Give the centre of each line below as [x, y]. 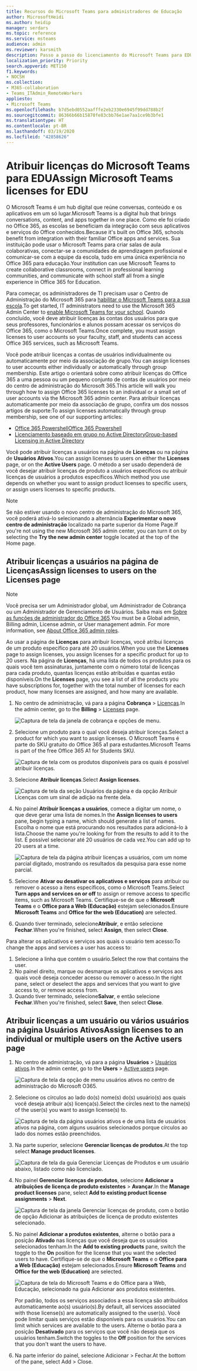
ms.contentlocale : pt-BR [36, 126]
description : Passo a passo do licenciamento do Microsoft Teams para [94, 55]
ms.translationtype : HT [35, 121]
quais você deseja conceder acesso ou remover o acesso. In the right [98, 978]
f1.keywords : [22, 72]
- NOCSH [16, 77]
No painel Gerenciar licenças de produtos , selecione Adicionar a [94, 1180]
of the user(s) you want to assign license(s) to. [71, 1110]
